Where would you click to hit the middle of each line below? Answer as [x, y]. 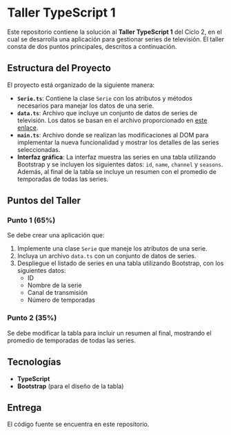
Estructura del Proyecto [59, 68]
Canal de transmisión [58, 293]
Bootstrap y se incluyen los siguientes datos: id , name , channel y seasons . [120, 164]
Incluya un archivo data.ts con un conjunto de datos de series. [107, 256]
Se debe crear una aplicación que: [56, 235]
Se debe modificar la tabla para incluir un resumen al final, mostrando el [109, 333]
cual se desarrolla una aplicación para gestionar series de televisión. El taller [116, 39]
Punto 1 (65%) [31, 220]
